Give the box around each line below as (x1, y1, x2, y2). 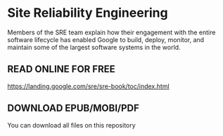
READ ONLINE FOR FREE (7, 63, 115, 75)
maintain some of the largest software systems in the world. (7, 43, 181, 51)
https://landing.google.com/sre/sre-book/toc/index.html (7, 82, 170, 90)
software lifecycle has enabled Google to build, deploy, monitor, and (7, 35, 205, 43)
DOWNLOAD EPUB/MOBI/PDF (7, 102, 139, 114)
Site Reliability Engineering (7, 5, 168, 21)
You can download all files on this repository (7, 121, 136, 129)
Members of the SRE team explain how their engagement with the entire (7, 28, 216, 36)
